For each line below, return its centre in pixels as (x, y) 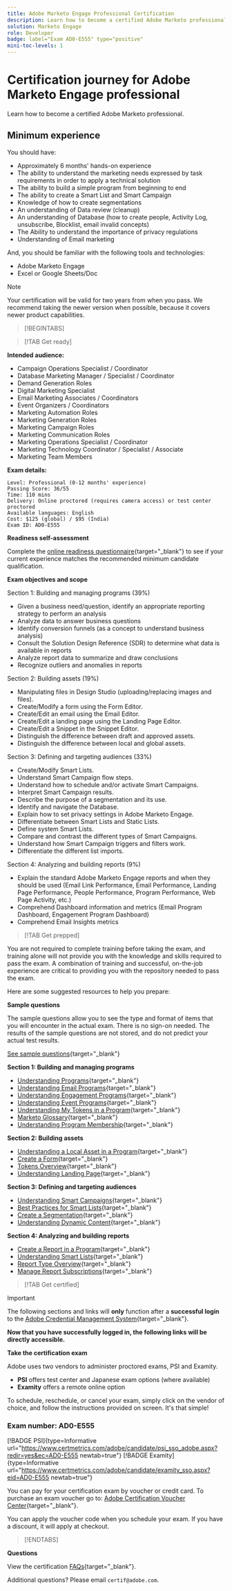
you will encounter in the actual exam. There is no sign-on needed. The (108, 1025)
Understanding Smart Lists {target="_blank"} (80, 1256)
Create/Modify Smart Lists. (56, 770)
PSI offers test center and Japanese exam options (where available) (114, 1379)
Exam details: (27, 470)
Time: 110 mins (29, 495)
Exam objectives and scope (47, 579)
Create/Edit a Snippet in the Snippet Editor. (78, 728)
